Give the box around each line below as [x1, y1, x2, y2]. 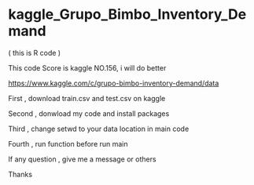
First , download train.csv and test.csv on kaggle [8, 93, 166, 103]
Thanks [8, 169, 33, 179]
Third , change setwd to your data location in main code [8, 124, 190, 133]
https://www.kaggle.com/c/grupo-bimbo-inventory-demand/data [8, 78, 219, 88]
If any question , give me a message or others [8, 154, 156, 164]
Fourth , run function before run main [8, 139, 128, 148]
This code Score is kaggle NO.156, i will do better [8, 63, 167, 72]
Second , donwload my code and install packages [8, 108, 170, 118]
